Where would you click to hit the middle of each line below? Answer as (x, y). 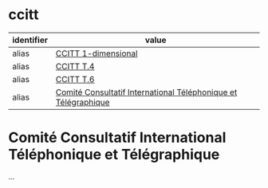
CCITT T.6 (75, 79)
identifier (30, 40)
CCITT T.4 (75, 66)
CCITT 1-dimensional (97, 53)
